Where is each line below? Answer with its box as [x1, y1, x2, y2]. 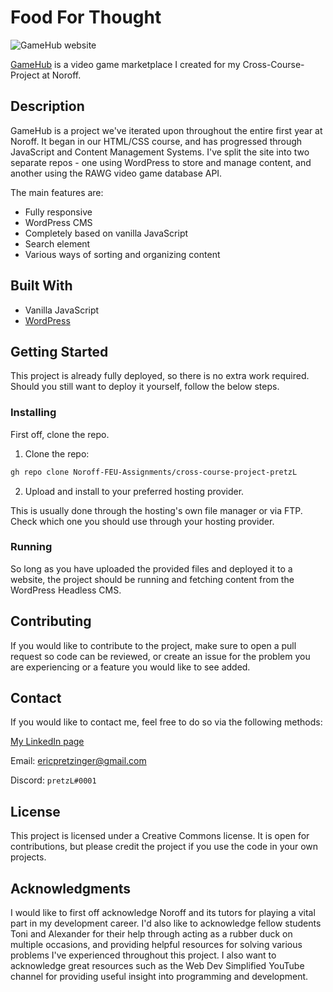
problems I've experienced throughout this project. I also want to [10, 949, 277, 961]
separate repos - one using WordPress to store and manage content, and [10, 156, 312, 168]
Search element [24, 237, 91, 250]
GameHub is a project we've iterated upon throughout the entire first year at [10, 124, 323, 136]
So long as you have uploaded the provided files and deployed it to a [10, 562, 293, 575]
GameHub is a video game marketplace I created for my [10, 58, 241, 70]
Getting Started [10, 343, 109, 360]
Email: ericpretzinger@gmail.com [10, 755, 147, 767]
